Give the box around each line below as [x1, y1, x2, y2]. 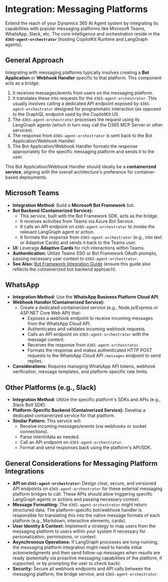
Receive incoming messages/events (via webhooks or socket [20, 423, 146, 429]
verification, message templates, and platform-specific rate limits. [12, 369, 148, 375]
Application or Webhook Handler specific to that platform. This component [5, 74, 162, 81]
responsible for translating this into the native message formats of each [12, 512, 160, 518]
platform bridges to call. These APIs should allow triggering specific [12, 491, 153, 497]
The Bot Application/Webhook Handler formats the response [12, 143, 138, 149]
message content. [27, 336, 65, 342]
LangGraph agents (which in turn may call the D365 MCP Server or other [12, 122, 163, 128]
